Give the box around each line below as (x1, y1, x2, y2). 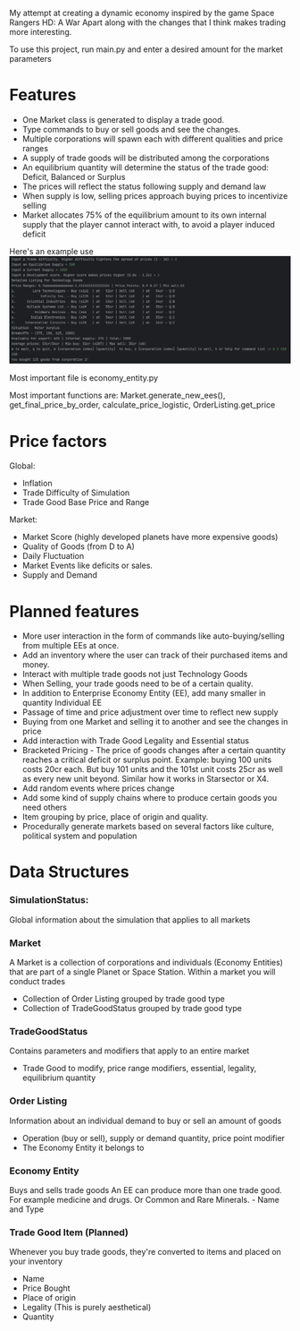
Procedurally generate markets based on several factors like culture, (21, 821, 274, 832)
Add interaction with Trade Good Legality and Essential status (21, 735, 250, 746)
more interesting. (9, 27, 72, 37)
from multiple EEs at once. (21, 640, 120, 651)
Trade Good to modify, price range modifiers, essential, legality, (21, 1063, 257, 1074)
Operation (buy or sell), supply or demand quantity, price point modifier (21, 1132, 286, 1143)
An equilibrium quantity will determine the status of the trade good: (21, 161, 270, 173)
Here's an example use (9, 245, 94, 256)
